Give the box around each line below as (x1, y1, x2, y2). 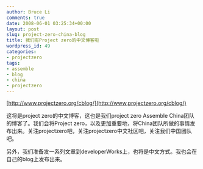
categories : (6, 49, 37, 55)
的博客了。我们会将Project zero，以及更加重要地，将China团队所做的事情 (6, 120, 190, 127)
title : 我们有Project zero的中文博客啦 (6, 37, 99, 43)
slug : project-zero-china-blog (6, 32, 86, 38)
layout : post (6, 26, 40, 32)
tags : (6, 60, 20, 66)
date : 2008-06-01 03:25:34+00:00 (6, 20, 91, 26)
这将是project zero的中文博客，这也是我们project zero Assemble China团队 (6, 112, 195, 119)
